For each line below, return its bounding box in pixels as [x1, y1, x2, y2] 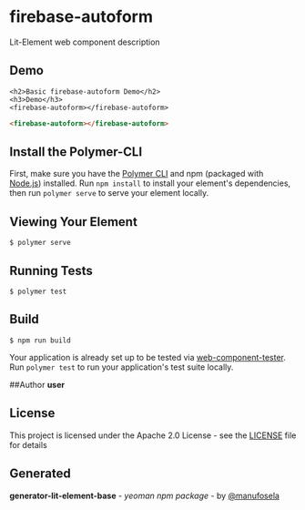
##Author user [9, 379, 66, 390]
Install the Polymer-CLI [9, 144, 143, 160]
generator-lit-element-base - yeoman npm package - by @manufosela [9, 490, 280, 501]
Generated [9, 466, 71, 482]
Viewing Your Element [9, 214, 138, 229]
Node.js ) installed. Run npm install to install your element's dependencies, [9, 178, 291, 189]
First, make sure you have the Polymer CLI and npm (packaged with [9, 168, 264, 179]
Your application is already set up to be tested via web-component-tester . [9, 352, 287, 362]
